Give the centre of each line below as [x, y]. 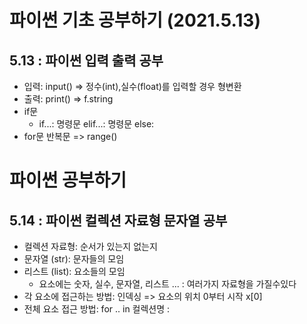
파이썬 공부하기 [68, 180]
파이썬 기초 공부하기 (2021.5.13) [135, 20]
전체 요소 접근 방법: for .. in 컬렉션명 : [97, 309]
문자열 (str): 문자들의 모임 [74, 259]
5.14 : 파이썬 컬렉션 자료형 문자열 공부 [118, 220]
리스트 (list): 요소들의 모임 [74, 271]
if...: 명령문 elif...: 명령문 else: [96, 124]
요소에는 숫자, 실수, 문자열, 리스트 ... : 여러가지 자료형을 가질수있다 [167, 284]
